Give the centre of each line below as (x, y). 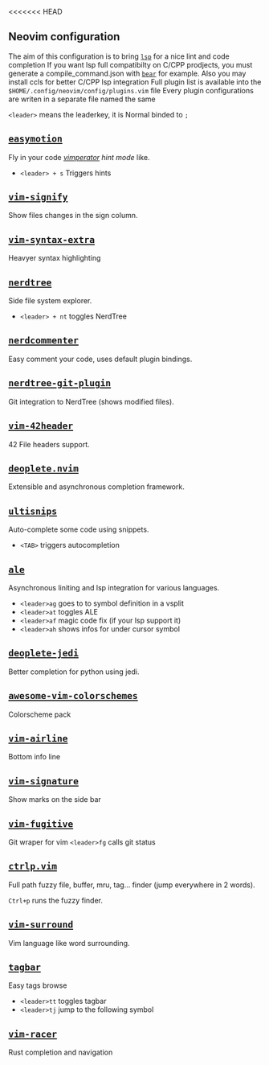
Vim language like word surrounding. (69, 943)
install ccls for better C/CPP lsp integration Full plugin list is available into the (135, 82)
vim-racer (33, 1034)
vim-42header (41, 426)
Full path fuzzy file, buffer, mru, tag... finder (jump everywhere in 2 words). (132, 885)
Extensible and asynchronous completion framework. (96, 487)
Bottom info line (35, 757)
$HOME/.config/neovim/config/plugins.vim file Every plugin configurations (131, 90)
